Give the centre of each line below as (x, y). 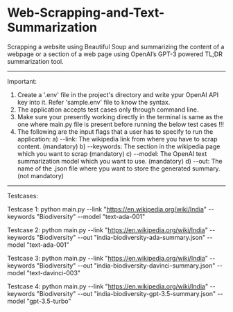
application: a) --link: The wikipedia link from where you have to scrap (117, 139)
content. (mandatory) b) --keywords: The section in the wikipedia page (119, 146)
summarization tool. (35, 61)
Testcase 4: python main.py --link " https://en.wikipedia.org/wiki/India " (108, 286)
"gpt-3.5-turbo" (49, 301)
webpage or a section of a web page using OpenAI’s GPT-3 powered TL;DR (115, 54)
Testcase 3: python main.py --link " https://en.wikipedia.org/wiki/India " (107, 258)
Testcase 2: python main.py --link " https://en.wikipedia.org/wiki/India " (107, 229)
